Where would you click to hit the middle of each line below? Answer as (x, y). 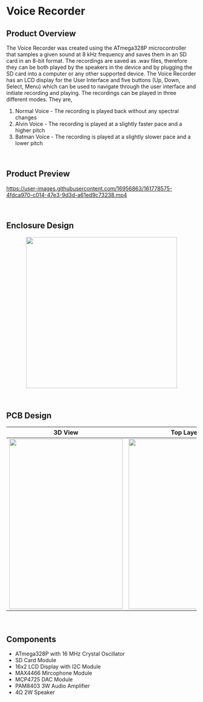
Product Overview (41, 34)
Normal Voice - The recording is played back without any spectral (97, 111)
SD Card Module (35, 660)
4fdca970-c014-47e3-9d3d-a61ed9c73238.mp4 (67, 195)
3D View (66, 432)
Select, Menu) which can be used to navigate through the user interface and (101, 86)
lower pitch (29, 143)
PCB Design (29, 416)
